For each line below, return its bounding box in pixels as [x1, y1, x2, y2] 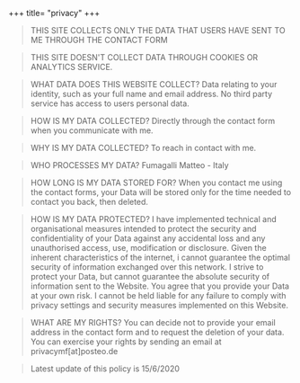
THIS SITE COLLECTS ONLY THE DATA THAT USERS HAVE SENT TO [30, 25, 286, 35]
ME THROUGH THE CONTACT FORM [30, 35, 168, 45]
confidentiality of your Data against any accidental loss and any [30, 233, 266, 244]
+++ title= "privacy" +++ [8, 8, 101, 18]
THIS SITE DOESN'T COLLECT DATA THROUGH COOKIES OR [30, 52, 259, 62]
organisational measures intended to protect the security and [30, 224, 257, 234]
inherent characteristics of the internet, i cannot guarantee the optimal [30, 252, 291, 263]
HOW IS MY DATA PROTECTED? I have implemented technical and [30, 214, 278, 224]
